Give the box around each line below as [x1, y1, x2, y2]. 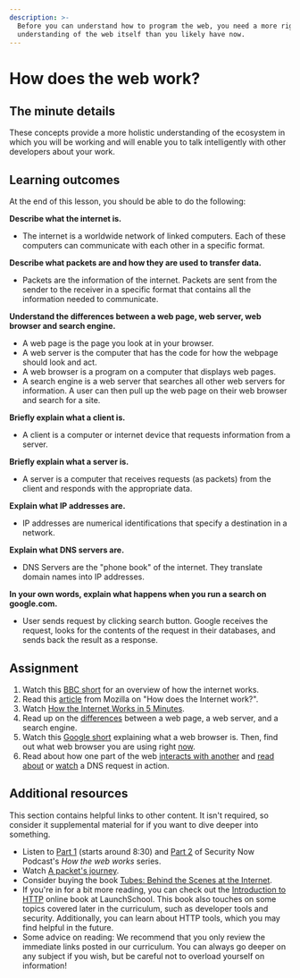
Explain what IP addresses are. [9, 501, 126, 511]
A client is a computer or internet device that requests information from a [21, 430, 291, 441]
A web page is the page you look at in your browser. [21, 338, 214, 349]
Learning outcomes [9, 172, 121, 188]
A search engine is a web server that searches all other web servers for [21, 376, 286, 387]
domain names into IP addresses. [21, 571, 146, 582]
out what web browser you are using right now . [21, 741, 196, 752]
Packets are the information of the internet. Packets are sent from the [21, 274, 278, 286]
